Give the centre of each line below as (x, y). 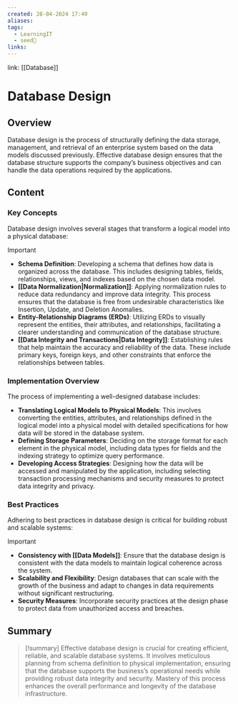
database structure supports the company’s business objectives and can (114, 162)
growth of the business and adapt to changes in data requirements (116, 585)
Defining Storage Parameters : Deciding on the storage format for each (123, 441)
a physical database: (38, 236)
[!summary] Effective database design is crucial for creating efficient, (127, 648)
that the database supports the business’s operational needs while (123, 671)
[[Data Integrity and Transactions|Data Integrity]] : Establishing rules (120, 339)
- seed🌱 (25, 41)
